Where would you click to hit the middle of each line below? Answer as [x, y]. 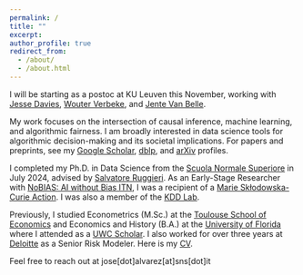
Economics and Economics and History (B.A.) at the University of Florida [146, 224]
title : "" [28, 26]
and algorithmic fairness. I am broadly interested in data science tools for [146, 131]
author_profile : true [50, 43]
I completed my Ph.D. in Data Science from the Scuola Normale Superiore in [151, 168]
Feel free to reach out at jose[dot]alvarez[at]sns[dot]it [110, 260]
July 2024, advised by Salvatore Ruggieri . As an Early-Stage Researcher [145, 177]
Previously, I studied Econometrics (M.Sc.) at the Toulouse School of [138, 214]
